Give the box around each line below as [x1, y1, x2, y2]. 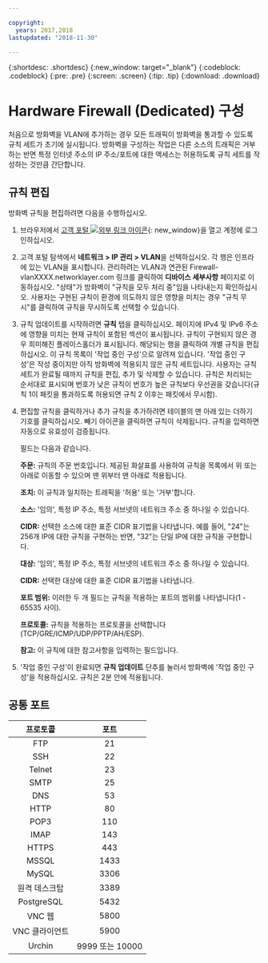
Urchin [27, 940, 54, 951]
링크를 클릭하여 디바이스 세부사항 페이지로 [115, 272, 246, 282]
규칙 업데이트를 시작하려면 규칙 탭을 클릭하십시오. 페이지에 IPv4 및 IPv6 [19, 320, 244, 329]
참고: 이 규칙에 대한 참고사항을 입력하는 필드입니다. [19, 646, 178, 655]
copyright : [8, 18, 45, 26]
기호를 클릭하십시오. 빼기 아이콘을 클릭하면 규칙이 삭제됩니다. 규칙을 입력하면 [19, 417, 260, 426]
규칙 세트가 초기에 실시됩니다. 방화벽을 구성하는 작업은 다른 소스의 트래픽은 [8, 139, 242, 149]
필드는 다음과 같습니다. [19, 444, 91, 453]
